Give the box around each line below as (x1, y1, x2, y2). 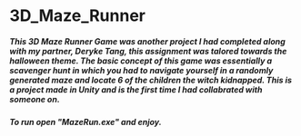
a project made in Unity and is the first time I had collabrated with (9, 83, 263, 95)
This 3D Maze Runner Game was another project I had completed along (9, 35, 286, 46)
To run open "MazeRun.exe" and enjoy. (9, 117, 162, 128)
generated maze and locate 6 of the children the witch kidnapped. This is (9, 74, 293, 85)
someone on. (9, 93, 61, 104)
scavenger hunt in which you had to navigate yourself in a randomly (9, 64, 274, 75)
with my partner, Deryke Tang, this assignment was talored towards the (9, 45, 287, 56)
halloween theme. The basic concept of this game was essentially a (9, 55, 273, 66)
